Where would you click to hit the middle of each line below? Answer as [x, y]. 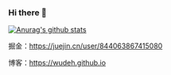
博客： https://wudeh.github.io [57, 63]
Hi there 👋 [28, 13]
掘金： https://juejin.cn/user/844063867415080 [85, 46]
